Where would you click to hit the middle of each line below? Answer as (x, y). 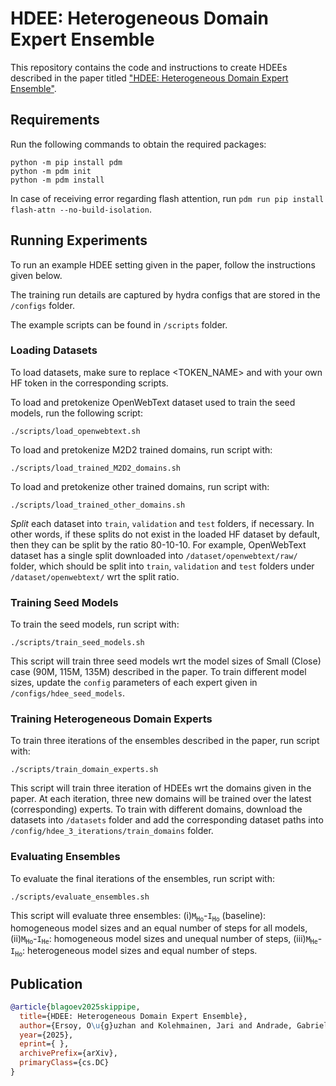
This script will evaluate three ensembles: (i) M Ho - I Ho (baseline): (138, 916)
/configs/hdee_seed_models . (68, 693)
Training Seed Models (64, 602)
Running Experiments (79, 240)
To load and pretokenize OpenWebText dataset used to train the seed (153, 402)
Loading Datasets (54, 350)
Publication (46, 983)
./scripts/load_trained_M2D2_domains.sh (96, 468)
